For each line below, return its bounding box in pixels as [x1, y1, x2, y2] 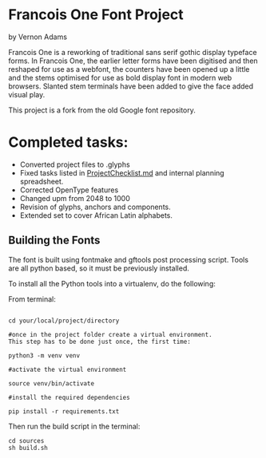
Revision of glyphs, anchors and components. [19, 202, 172, 211]
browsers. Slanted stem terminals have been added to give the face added [8, 81, 254, 91]
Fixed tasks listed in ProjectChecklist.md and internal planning [19, 168, 225, 177]
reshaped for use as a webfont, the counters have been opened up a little [8, 64, 250, 73]
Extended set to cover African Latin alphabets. [19, 210, 173, 220]
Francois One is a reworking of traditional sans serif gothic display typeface [8, 47, 257, 57]
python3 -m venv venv [8, 351, 81, 360]
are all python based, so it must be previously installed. [8, 263, 190, 273]
